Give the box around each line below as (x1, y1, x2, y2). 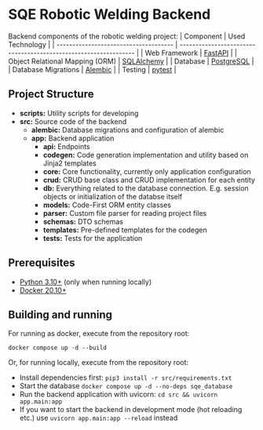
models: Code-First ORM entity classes (42, 200, 171, 210)
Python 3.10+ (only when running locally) (19, 277, 152, 286)
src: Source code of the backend (19, 116, 127, 126)
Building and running (8, 308, 112, 321)
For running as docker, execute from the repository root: (8, 329, 190, 338)
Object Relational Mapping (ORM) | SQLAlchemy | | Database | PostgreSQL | (8, 56, 254, 66)
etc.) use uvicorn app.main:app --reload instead (19, 414, 178, 423)
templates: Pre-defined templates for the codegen (42, 225, 207, 235)
